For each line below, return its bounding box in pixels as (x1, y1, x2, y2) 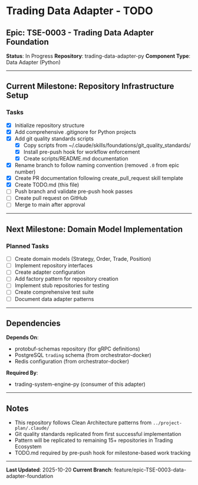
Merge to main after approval (14, 201, 85, 208)
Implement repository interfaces (14, 262, 93, 269)
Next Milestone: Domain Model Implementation (6, 224, 183, 234)
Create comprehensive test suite (14, 289, 94, 296)
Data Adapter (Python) (6, 59, 61, 65)
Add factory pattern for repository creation (14, 276, 119, 283)
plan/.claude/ (14, 425, 49, 431)
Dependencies (6, 318, 61, 328)
